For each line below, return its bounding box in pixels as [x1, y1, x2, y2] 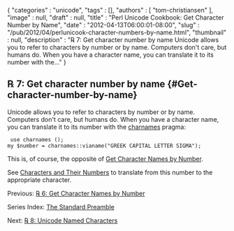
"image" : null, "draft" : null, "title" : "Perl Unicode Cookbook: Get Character [7, 13, 224, 22]
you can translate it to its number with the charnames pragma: [7, 122, 187, 131]
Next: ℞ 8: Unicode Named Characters [7, 216, 118, 225]
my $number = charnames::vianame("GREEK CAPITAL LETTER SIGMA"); [7, 142, 201, 149]
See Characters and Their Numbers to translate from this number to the [7, 168, 213, 176]
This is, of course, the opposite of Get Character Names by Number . [7, 154, 204, 163]
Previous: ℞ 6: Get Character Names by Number [7, 189, 145, 197]
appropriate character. [7, 175, 72, 184]
